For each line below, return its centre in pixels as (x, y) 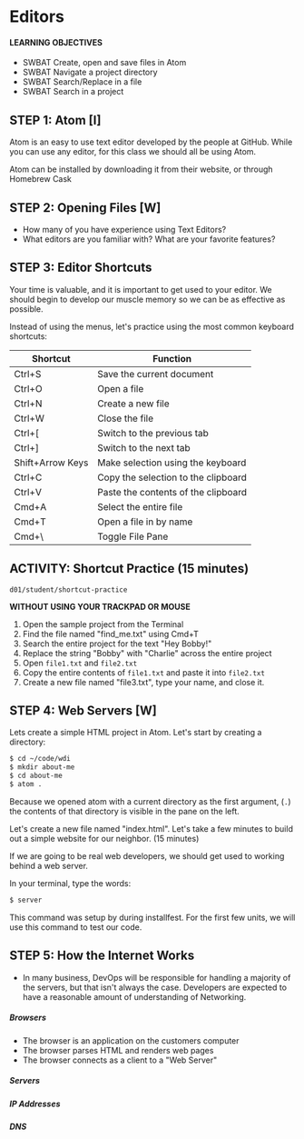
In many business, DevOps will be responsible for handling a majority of (157, 977)
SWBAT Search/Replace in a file (82, 82)
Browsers (28, 1018)
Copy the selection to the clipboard (172, 477)
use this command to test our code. (76, 927)
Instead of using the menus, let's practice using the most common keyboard (152, 326)
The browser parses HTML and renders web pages (118, 1050)
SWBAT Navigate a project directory (90, 72)
